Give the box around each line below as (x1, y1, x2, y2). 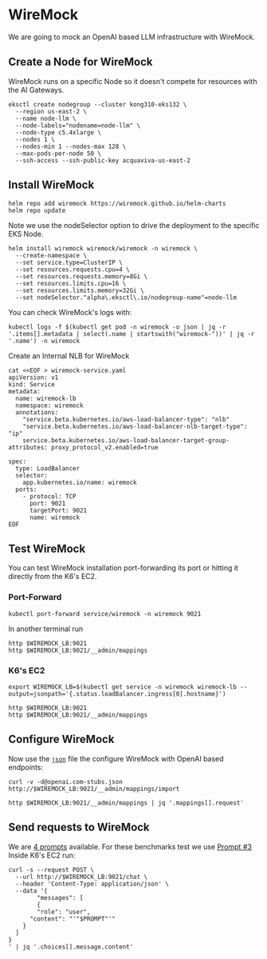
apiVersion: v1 (8, 374, 59, 382)
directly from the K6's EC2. (8, 572, 97, 581)
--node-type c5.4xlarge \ (15, 128, 102, 137)
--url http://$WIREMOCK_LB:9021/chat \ (15, 873, 148, 881)
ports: (15, 485, 37, 493)
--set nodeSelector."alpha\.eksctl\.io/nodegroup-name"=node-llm (15, 294, 238, 302)
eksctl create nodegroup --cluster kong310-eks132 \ (8, 100, 187, 109)
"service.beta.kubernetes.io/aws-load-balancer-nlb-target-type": (22, 422, 248, 430)
